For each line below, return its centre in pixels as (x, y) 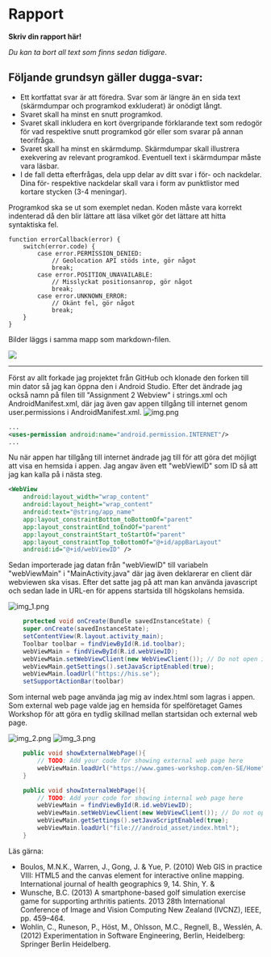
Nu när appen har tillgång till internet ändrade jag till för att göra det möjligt (132, 457)
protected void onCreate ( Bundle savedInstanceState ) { (117, 621)
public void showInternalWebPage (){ (85, 790)
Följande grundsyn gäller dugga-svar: (106, 78)
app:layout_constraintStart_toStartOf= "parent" (104, 535)
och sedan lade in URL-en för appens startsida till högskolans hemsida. (126, 591)
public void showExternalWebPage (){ (85, 753)
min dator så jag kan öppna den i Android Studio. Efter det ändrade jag (125, 386)
